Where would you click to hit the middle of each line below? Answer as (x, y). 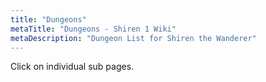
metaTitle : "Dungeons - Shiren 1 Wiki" (93, 29)
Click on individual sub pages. (72, 67)
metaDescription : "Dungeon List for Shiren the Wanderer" (133, 38)
